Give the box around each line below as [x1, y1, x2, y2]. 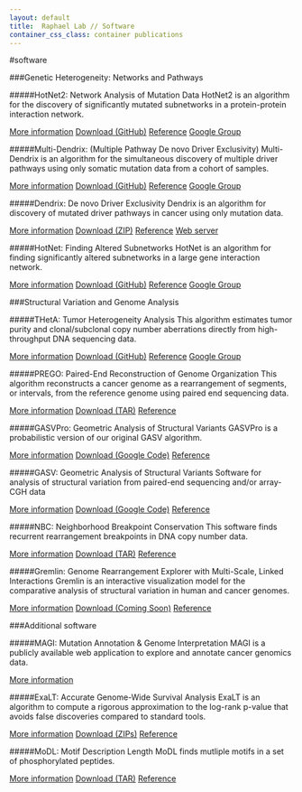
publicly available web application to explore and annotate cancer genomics [9, 648, 292, 658]
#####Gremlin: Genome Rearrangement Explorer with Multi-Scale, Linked [9, 566, 284, 577]
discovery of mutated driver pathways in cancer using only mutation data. [9, 208, 284, 219]
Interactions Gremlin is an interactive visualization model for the [9, 575, 246, 587]
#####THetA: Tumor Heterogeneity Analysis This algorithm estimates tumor [9, 314, 293, 325]
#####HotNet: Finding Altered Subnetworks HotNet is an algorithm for [9, 243, 272, 254]
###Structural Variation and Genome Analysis [9, 297, 179, 308]
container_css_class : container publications [9, 30, 183, 39]
